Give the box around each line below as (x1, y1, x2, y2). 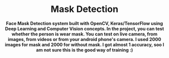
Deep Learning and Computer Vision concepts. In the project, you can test (5, 25, 164, 31)
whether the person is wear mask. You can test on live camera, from (11, 31, 158, 37)
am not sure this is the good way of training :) (36, 46, 133, 53)
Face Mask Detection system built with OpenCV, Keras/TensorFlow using (6, 20, 163, 26)
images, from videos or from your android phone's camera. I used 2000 (8, 36, 161, 42)
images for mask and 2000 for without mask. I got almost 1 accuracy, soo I (5, 41, 164, 47)
